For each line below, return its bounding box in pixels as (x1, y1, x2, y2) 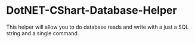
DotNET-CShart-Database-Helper (6, 4, 177, 17)
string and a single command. (6, 29, 79, 36)
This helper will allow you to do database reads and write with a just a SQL (6, 23, 189, 30)
